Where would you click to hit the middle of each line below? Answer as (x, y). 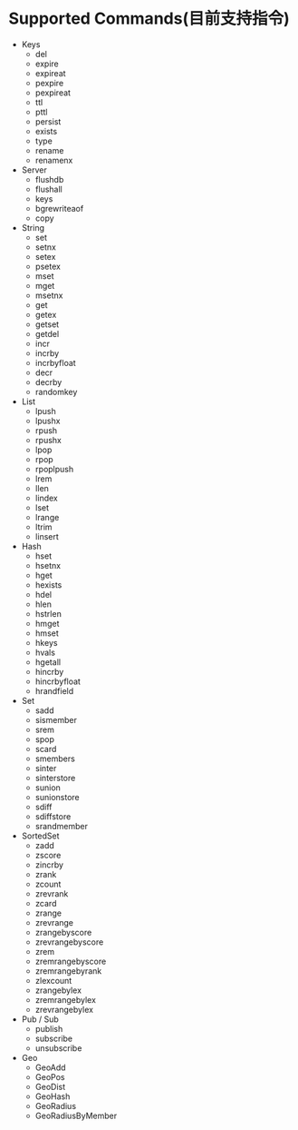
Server (34, 170)
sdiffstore (53, 816)
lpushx (48, 421)
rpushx (48, 440)
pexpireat (53, 93)
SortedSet (40, 836)
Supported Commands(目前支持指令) (149, 19)
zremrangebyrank (68, 971)
